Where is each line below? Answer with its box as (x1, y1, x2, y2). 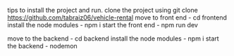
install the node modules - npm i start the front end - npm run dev (7, 21, 199, 29)
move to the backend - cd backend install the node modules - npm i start (7, 34, 220, 43)
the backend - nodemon (7, 42, 78, 50)
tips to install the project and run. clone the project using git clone (7, 6, 199, 14)
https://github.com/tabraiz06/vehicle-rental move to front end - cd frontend (7, 13, 227, 22)
